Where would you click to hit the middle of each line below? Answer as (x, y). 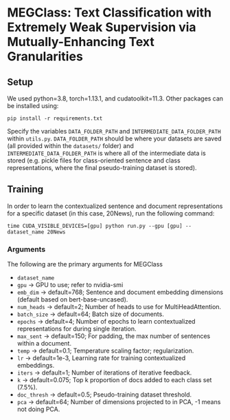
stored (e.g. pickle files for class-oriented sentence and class (94, 160)
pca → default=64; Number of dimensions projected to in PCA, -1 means (119, 402)
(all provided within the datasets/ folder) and (70, 146)
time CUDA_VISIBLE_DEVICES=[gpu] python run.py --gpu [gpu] (95, 226)
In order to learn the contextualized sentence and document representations (115, 206)
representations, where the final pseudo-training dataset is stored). (102, 168)
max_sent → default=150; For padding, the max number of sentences (114, 336)
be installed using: (33, 106)
